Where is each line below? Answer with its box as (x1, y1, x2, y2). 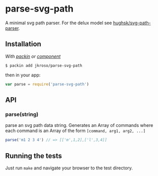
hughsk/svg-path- (113, 20, 151, 26)
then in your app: (5, 72, 41, 78)
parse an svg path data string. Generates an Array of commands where (5, 122, 153, 128)
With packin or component (5, 53, 61, 59)
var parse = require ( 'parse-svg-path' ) (5, 81, 89, 86)
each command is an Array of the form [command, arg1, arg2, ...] (5, 127, 146, 134)
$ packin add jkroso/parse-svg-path (5, 63, 82, 68)
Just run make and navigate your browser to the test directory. (5, 165, 133, 171)
